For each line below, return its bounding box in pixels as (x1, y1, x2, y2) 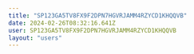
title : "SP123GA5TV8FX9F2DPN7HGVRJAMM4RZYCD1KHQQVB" (8, 11, 188, 20)
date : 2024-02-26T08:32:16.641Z (8, 19, 116, 27)
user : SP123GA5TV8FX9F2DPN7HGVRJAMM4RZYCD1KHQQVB (8, 26, 177, 34)
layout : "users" (8, 33, 62, 42)
